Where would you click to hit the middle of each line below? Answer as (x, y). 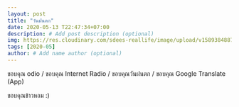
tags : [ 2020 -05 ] (31, 47)
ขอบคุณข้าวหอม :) (28, 95)
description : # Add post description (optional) (81, 34)
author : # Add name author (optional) (65, 54)
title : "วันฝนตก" (31, 21)
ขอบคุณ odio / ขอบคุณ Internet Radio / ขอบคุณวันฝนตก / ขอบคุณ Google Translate (117, 73)
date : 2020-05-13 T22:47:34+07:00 (59, 27)
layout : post (27, 14)
